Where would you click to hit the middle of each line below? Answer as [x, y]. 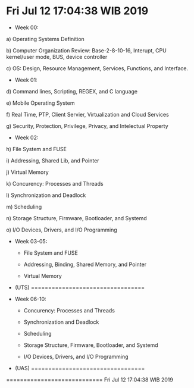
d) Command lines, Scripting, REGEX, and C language [72, 91]
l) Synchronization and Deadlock [46, 195]
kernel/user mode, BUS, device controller [57, 57]
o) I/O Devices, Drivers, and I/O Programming [62, 230]
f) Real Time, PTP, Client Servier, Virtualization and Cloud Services [88, 114]
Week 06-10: [30, 299]
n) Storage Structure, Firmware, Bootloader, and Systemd [76, 218]
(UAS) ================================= [80, 368]
